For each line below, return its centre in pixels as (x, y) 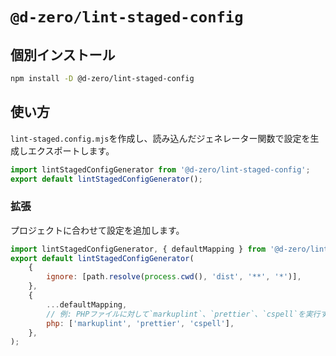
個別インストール (63, 54)
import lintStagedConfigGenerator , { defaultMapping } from (138, 249)
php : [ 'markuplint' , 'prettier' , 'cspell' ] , (140, 323)
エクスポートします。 (71, 150)
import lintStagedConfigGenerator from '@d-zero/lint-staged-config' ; (160, 169)
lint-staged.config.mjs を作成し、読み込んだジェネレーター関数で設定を (160, 138)
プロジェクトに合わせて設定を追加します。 (97, 230)
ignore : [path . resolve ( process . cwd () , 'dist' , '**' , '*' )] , (174, 277)
